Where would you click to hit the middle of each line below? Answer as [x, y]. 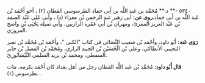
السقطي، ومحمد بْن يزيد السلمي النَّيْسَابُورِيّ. [57, 55]
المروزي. [17, 30]
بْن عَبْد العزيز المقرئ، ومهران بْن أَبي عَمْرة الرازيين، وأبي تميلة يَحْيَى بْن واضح [94, 23]
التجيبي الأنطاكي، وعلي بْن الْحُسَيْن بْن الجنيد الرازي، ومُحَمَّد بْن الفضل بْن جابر [94, 48]
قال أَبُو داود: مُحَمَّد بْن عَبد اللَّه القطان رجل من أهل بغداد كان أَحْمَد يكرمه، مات [94, 67]
